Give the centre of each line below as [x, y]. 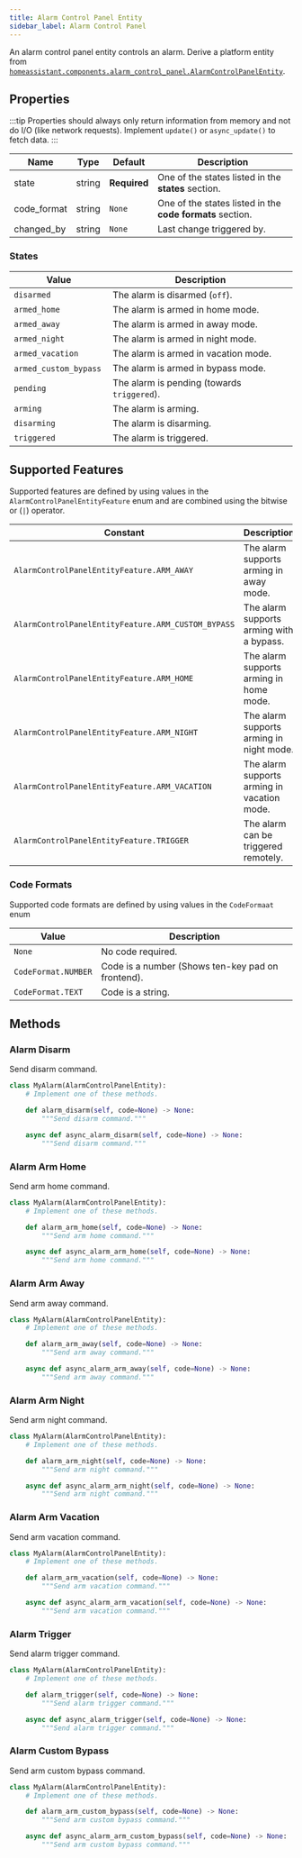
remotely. [263, 858]
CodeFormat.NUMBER [53, 971]
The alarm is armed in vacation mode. [192, 353]
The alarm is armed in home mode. [186, 309]
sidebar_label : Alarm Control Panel [78, 26]
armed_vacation [46, 353]
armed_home [37, 309]
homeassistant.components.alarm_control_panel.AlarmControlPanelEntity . [147, 71]
